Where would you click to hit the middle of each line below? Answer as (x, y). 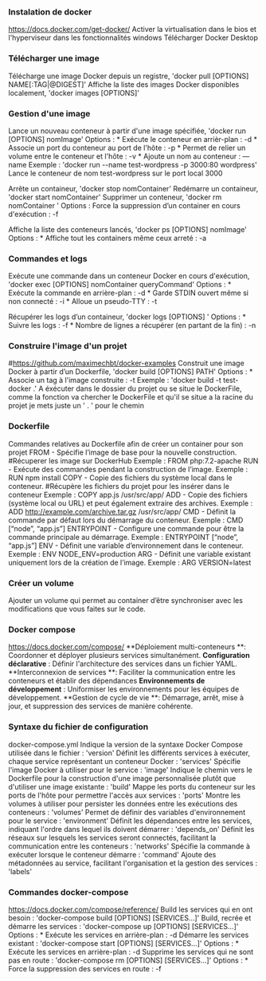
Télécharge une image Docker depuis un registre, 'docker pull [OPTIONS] (129, 76)
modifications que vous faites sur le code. (77, 609)
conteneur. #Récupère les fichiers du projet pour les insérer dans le (119, 486)
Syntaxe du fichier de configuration (78, 727)
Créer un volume (41, 583)
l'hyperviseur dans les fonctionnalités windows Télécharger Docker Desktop (133, 37)
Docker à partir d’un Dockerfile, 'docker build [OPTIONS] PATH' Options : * (131, 372)
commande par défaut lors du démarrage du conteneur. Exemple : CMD (126, 520)
